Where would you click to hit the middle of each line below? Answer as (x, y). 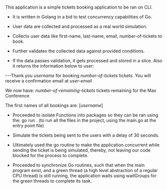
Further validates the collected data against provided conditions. (79, 51)
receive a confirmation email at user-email (49, 81)
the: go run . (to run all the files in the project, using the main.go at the (84, 120)
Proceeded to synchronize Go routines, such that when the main (79, 165)
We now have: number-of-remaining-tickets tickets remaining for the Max (81, 91)
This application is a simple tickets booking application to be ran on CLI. (79, 7)
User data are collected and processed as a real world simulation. (80, 26)
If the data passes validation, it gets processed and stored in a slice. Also (87, 61)
